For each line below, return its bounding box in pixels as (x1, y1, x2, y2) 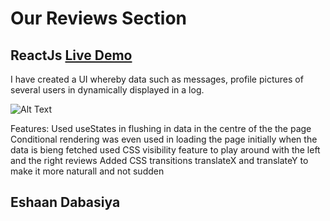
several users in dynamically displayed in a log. (10, 84, 205, 96)
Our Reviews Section (10, 7, 187, 30)
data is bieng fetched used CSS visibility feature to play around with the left (10, 144, 321, 156)
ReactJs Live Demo (10, 47, 133, 64)
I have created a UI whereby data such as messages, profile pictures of (10, 73, 304, 85)
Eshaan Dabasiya (10, 194, 121, 211)
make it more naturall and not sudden (10, 165, 165, 177)
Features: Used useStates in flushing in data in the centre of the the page (10, 123, 312, 134)
